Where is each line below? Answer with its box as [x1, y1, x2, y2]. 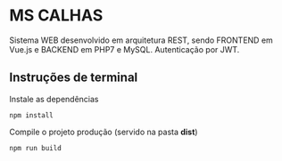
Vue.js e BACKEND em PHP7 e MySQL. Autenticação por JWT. [9, 44, 240, 54]
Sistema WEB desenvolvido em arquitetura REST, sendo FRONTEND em [9, 35, 274, 45]
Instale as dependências [9, 93, 99, 104]
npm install [9, 110, 54, 120]
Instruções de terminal [9, 70, 138, 85]
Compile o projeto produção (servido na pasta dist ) [9, 126, 198, 137]
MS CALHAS [9, 5, 104, 26]
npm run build [9, 143, 62, 152]
